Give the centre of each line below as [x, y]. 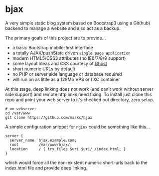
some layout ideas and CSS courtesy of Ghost [60, 63]
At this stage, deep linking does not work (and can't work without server [79, 89]
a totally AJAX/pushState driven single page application [71, 53]
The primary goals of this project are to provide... [56, 38]
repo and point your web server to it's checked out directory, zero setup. [80, 99]
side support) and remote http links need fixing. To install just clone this [79, 94]
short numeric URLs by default [44, 69]
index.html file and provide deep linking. [46, 168]
